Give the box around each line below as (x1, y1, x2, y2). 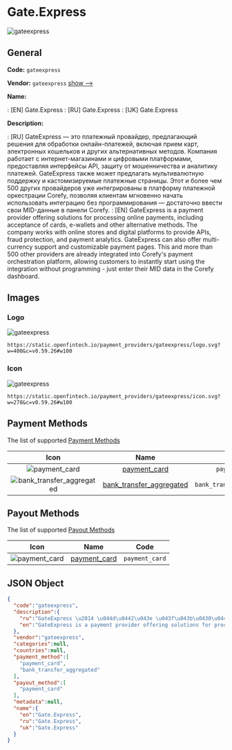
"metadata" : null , (13, 699, 64, 706)
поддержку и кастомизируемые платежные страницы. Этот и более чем (7, 176, 222, 185)
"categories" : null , (13, 641, 70, 648)
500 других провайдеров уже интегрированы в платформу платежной (7, 184, 215, 192)
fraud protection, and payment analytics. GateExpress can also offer (7, 235, 202, 243)
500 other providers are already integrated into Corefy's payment (7, 250, 193, 258)
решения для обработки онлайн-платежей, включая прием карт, (7, 140, 199, 148)
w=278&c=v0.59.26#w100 (7, 399, 72, 406)
